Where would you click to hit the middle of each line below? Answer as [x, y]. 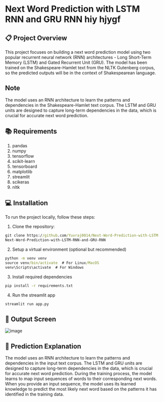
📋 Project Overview [36, 38]
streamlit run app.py [27, 304]
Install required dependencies [42, 277]
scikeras [20, 182]
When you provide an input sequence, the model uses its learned [71, 384]
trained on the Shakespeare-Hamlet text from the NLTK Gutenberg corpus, [80, 68]
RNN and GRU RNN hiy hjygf [63, 19]
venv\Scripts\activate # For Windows [44, 267]
